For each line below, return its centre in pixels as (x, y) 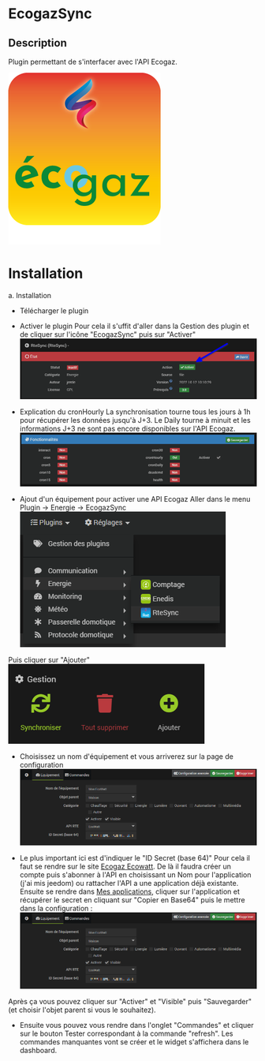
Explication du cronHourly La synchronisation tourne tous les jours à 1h (135, 412)
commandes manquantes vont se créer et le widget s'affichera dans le (134, 1041)
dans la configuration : (56, 909)
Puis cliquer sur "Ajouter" (49, 660)
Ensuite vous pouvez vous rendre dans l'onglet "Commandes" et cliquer (136, 1025)
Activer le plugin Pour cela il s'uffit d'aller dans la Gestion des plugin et (134, 326)
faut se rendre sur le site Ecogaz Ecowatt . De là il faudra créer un (125, 867)
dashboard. (38, 1050)
